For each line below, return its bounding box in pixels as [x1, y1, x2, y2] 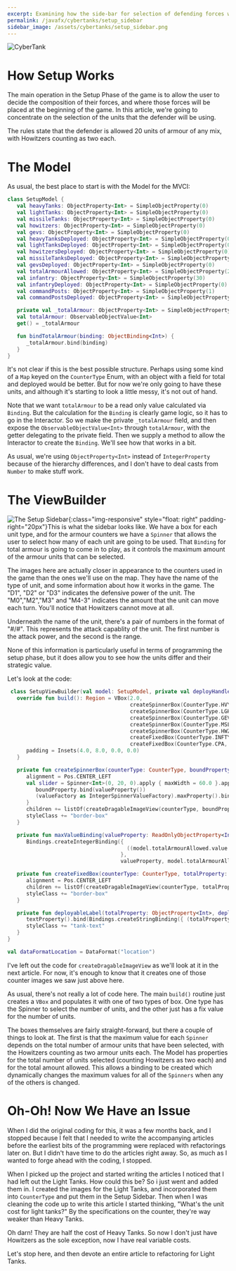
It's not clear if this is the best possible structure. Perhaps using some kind [7, 365, 223, 373]
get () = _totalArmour [16, 320, 80, 327]
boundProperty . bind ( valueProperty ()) [35, 786, 146, 793]
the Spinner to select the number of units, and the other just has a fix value [7, 1005, 223, 1013]
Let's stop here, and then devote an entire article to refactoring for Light [7, 1249, 216, 1258]
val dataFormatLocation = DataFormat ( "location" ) [7, 948, 156, 955]
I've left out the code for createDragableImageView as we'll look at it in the [7, 961, 219, 969]
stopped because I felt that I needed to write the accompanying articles [7, 1134, 214, 1142]
